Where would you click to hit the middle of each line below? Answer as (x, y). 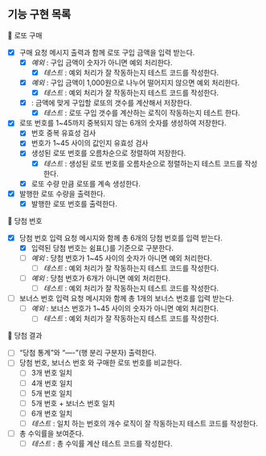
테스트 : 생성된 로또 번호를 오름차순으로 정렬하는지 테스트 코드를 (143, 163)
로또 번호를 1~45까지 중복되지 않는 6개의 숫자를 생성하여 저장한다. (123, 123)
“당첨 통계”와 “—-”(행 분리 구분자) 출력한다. (88, 353)
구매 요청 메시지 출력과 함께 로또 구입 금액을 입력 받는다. (107, 52)
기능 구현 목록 (39, 14)
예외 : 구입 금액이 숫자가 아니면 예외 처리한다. (102, 62)
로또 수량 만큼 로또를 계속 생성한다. (86, 183)
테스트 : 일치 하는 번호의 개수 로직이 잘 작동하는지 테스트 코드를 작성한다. (145, 423)
